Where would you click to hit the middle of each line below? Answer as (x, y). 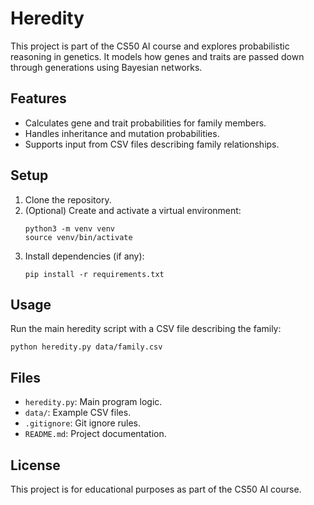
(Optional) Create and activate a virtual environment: (133, 210)
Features (38, 98)
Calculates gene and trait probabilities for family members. (145, 123)
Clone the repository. (68, 199)
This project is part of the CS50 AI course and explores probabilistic (150, 46)
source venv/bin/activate (78, 237)
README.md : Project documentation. (95, 434)
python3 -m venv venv (69, 228)
